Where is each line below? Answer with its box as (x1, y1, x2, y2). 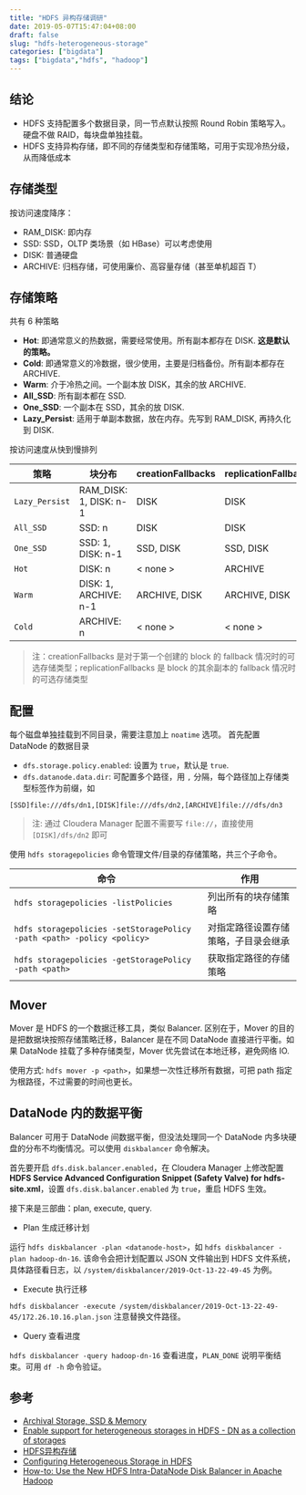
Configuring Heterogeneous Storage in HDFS (22, 1456, 193, 1467)
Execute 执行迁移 (22, 1283, 88, 1294)
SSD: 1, (78, 536, 111, 549)
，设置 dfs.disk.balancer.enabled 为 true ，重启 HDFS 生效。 (40, 1183, 271, 1194)
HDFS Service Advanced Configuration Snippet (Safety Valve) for (9, 1172, 262, 1183)
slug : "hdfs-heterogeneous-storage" (9, 38, 148, 48)
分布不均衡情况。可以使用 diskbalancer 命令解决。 (25, 1142, 215, 1154)
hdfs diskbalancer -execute (9, 1302, 117, 1311)
